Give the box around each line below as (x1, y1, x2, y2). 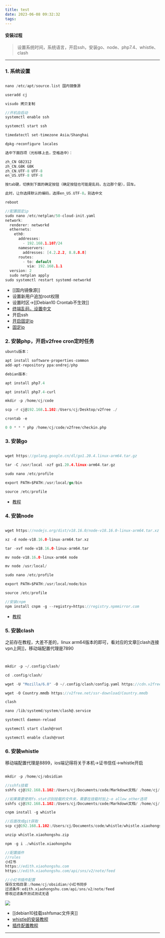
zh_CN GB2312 (5, 159, 32, 164)
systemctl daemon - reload (5, 717, 56, 722)
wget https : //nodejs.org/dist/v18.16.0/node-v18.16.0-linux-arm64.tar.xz (5, 528, 160, 533)
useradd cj (5, 92, 27, 97)
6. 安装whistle (5, 747, 39, 754)
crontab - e (5, 416, 27, 421)
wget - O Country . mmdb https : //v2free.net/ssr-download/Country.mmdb (5, 691, 148, 696)
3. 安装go (5, 437, 28, 444)
